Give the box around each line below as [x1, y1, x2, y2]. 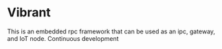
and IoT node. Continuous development [7, 34, 119, 42]
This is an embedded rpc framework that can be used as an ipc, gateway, [7, 27, 215, 35]
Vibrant [7, 5, 52, 20]
